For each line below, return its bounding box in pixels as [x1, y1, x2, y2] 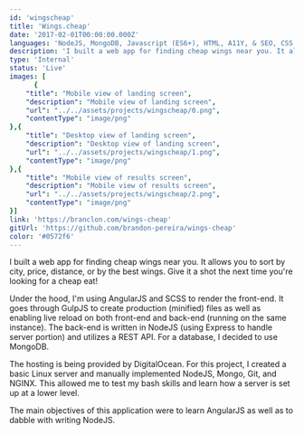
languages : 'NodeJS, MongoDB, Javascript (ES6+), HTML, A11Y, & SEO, [9, 38, 278, 48]
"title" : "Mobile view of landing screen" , [25, 89, 193, 98]
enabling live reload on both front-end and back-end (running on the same [9, 313, 287, 324]
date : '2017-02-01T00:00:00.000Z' [9, 30, 140, 39]
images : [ [9, 72, 47, 81]
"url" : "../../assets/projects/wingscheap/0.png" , [25, 106, 221, 115]
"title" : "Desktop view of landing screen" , [25, 131, 196, 140]
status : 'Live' [9, 64, 67, 73]
